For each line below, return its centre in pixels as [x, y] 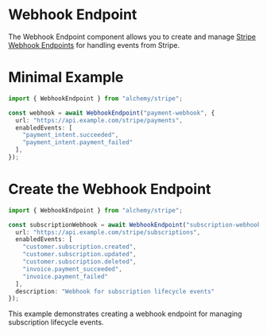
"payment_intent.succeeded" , [71, 135]
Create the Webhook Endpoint [110, 189]
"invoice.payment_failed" [66, 276]
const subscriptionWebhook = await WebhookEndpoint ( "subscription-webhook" [136, 224]
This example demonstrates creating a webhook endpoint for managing [125, 314]
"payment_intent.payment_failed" [78, 142]
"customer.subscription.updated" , [79, 255]
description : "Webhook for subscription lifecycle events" [115, 291]
